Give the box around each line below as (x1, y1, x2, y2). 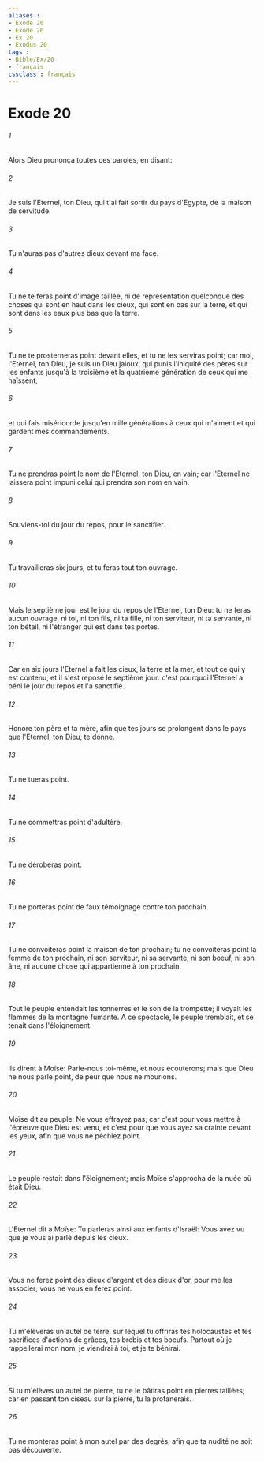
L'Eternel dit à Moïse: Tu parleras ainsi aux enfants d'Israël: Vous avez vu (8, 1224, 245, 1234)
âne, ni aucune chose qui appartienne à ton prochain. (8, 962, 181, 971)
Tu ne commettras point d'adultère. (8, 817, 123, 827)
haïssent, (8, 376, 38, 385)
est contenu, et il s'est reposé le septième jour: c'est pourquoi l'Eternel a (8, 673, 244, 683)
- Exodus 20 (8, 41, 47, 49)
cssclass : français (8, 70, 76, 78)
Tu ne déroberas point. (8, 860, 83, 869)
